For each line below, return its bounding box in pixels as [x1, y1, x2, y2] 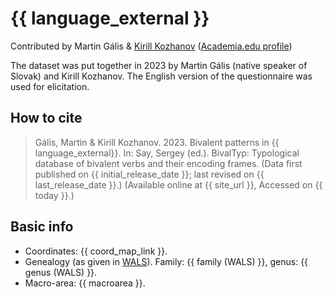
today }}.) [34, 189, 75, 201]
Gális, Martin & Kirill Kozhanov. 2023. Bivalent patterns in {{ [34, 136, 280, 148]
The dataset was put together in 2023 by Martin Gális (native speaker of [10, 59, 308, 71]
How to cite [10, 110, 83, 127]
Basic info [10, 218, 74, 236]
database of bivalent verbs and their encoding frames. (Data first [34, 157, 303, 169]
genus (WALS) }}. [24, 266, 98, 278]
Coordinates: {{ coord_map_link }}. [24, 245, 168, 257]
